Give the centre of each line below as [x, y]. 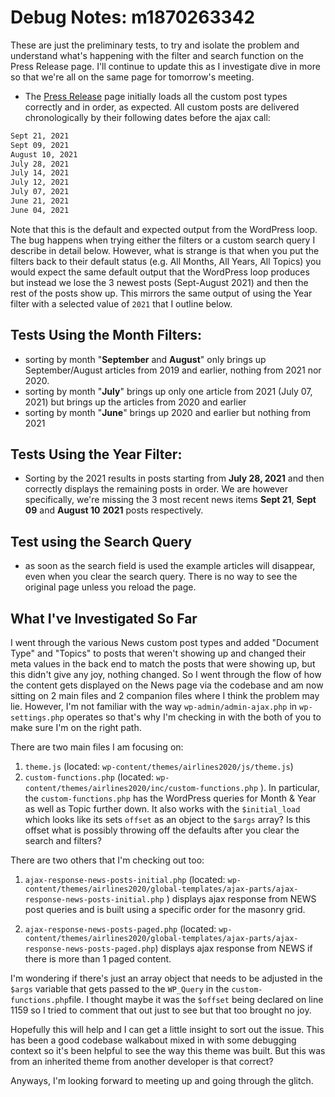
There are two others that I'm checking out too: [107, 860]
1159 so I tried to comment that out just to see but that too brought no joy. [161, 1010]
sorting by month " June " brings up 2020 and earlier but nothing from [168, 412]
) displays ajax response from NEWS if [233, 948]
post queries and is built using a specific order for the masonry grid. [165, 910]
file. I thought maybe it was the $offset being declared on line [196, 1000]
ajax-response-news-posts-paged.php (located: [120, 929]
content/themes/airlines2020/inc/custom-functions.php [141, 789]
